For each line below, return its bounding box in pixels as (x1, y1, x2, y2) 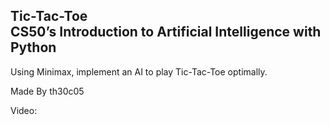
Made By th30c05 (10, 85, 85, 97)
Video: (10, 104, 38, 116)
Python (10, 39, 57, 56)
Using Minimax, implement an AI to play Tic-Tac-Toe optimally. (10, 65, 268, 78)
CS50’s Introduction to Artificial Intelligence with (10, 24, 322, 41)
